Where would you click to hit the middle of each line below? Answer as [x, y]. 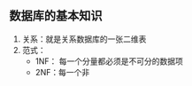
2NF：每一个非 [62, 72]
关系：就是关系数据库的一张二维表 [84, 39]
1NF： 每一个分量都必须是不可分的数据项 [109, 61]
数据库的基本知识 [56, 16]
